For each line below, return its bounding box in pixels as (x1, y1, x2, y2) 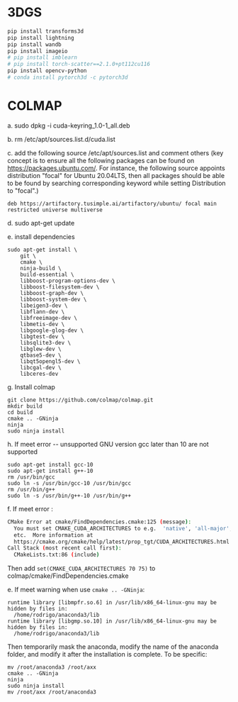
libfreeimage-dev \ (20, 314, 78, 321)
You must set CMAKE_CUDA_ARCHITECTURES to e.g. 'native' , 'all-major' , (13, 525, 233, 532)
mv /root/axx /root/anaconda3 (7, 689, 97, 696)
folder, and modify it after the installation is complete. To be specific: (7, 650, 208, 659)
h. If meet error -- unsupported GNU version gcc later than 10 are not (7, 440, 209, 448)
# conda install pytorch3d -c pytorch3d (7, 74, 129, 82)
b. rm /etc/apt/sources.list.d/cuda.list (7, 135, 115, 143)
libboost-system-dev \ (20, 296, 87, 303)
